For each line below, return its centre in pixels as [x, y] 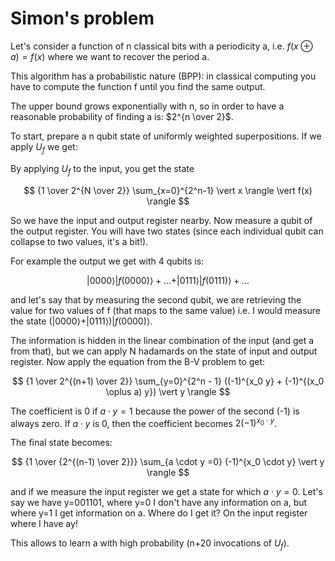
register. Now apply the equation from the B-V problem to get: [138, 361]
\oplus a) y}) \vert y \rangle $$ [168, 391]
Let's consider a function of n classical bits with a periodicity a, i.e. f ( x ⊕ [161, 46]
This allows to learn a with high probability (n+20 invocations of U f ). [150, 544]
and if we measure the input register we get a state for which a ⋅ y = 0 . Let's [166, 492]
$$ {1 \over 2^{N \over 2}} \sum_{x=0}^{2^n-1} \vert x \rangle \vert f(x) [168, 190]
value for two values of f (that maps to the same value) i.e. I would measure [165, 310]
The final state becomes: [61, 443]
